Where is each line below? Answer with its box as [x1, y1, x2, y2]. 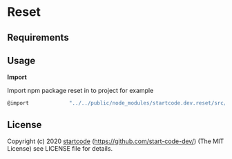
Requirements [7, 32, 69, 43]
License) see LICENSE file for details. [7, 145, 113, 153]
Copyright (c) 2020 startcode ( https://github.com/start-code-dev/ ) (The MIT [7, 137, 224, 145]
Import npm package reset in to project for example [7, 87, 154, 95]
